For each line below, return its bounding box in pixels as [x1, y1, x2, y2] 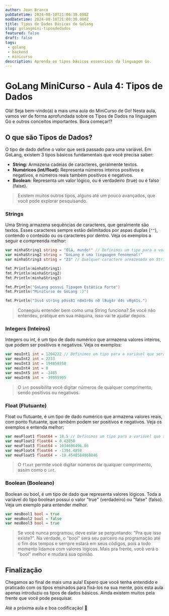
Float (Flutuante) [5, 402, 47, 409]
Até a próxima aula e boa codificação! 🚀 [5, 605, 88, 611]
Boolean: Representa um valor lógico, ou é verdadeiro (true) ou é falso [12, 178, 159, 184]
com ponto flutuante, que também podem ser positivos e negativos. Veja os [5, 419, 162, 425]
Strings [5, 210, 24, 217]
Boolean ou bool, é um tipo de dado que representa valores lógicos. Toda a [5, 491, 161, 497]
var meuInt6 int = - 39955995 [5, 375, 66, 380]
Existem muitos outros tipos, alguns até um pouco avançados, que [17, 193, 155, 199]
